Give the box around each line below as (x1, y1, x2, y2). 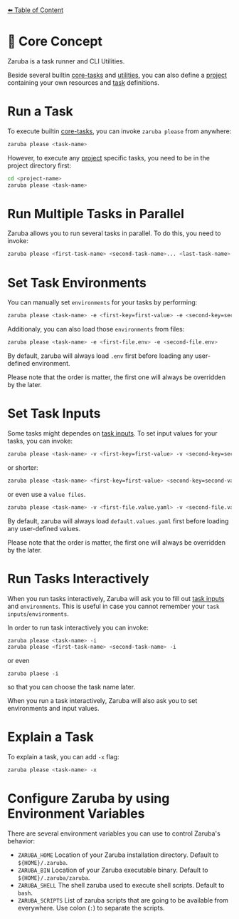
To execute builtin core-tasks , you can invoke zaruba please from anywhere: (7, 127, 232, 135)
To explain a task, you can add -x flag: (7, 753, 119, 761)
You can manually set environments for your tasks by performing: (7, 298, 198, 307)
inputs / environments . (7, 609, 69, 618)
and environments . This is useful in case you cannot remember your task (7, 602, 220, 610)
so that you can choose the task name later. (7, 683, 136, 692)
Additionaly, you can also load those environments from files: (7, 325, 185, 334)
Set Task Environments (7, 274, 147, 291)
